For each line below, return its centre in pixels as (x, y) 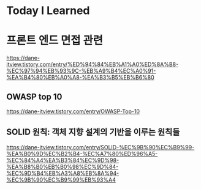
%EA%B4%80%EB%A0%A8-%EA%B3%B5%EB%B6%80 (80, 78)
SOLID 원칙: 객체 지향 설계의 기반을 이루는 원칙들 (93, 132)
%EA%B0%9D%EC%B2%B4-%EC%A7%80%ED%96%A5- (82, 154)
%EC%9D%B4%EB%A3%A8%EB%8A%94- (63, 173)
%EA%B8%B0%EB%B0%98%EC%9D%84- (63, 166)
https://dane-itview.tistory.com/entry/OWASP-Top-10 (73, 111)
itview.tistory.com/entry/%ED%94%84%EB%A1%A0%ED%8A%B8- (93, 64)
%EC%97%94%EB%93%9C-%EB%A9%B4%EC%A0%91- (81, 71)
